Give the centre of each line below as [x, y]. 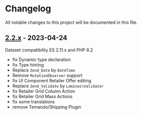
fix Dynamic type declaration [41, 59]
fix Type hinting [28, 64]
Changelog [28, 9]
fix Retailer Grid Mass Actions [42, 96]
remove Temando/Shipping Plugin [47, 107]
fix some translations [34, 102]
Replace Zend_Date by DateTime [44, 70]
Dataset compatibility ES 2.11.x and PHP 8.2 [49, 50]
